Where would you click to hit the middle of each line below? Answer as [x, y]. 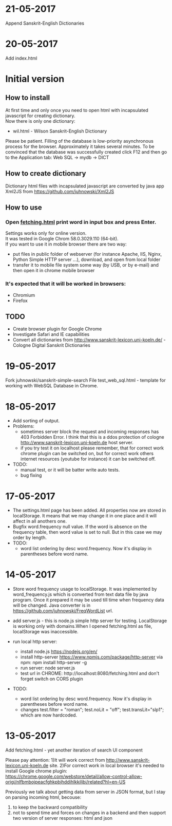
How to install [28, 98]
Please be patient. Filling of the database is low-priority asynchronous [80, 141]
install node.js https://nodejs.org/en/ [59, 652]
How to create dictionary [46, 173]
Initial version [35, 79]
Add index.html [21, 58]
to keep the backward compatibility [50, 808]
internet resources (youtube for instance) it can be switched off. [88, 459]
